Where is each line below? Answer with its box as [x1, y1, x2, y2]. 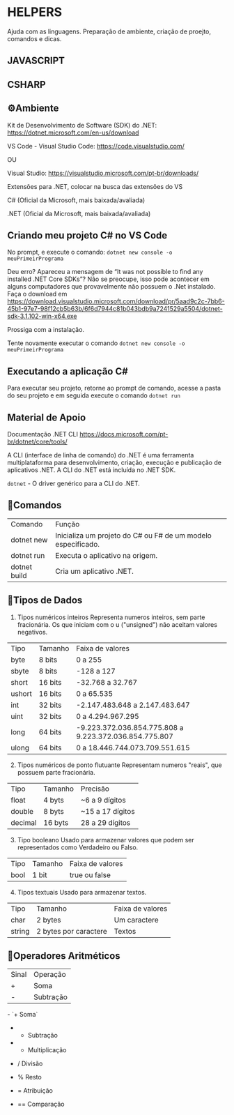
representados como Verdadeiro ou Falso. [17, 843, 139, 851]
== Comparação [17, 1100, 65, 1109]
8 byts [43, 806, 64, 816]
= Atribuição [17, 1086, 54, 1095]
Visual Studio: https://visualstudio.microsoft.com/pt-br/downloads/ [7, 169, 199, 177]
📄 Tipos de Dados [7, 594, 83, 607]
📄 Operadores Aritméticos [7, 950, 120, 962]
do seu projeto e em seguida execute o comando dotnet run [7, 391, 181, 400]
